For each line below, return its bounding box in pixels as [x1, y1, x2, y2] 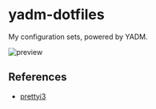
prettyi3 [19, 91, 46, 101]
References [8, 70, 67, 84]
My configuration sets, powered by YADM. [8, 32, 148, 41]
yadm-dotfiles [8, 6, 106, 24]
